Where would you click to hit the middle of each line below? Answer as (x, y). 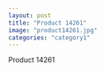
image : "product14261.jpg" (53, 30)
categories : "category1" (49, 37)
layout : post (30, 15)
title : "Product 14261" (48, 23)
